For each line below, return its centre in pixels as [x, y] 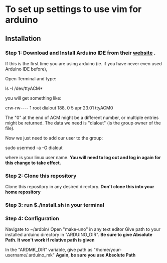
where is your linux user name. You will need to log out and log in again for [83, 157]
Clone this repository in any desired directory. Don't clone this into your [80, 187]
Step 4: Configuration [32, 218]
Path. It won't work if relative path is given [50, 240]
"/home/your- [108, 250]
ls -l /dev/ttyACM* [24, 88]
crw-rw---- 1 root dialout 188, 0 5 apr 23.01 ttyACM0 [59, 108]
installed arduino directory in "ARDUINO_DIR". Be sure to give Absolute [79, 235]
